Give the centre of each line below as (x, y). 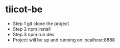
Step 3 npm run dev (33, 34)
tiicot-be (24, 9)
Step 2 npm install (32, 29)
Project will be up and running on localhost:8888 (64, 40)
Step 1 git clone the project (41, 23)
